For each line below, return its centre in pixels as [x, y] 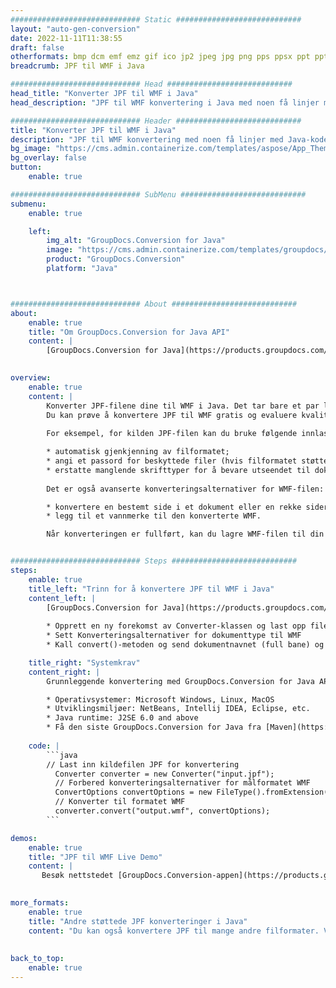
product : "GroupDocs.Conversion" [116, 259]
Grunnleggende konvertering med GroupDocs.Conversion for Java [180, 681]
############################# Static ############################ [156, 19]
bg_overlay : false [48, 158]
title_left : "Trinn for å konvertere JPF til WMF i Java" [151, 589]
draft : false [37, 47]
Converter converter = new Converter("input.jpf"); [164, 774]
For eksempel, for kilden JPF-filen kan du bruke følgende [172, 434]
